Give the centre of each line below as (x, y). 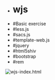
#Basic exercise (29, 24)
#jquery (21, 45)
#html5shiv (24, 51)
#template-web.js (31, 40)
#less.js (21, 29)
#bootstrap (24, 56)
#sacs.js (21, 34)
